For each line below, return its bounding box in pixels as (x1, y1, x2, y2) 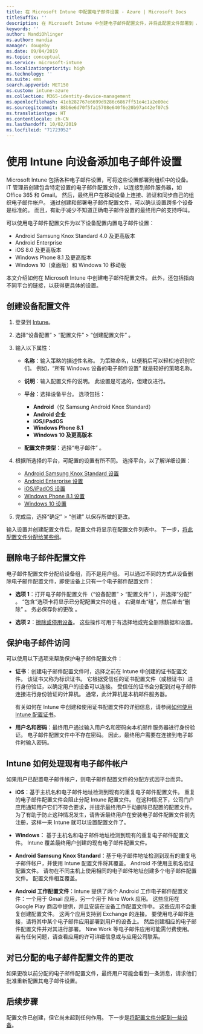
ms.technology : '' (6, 71, 53, 77)
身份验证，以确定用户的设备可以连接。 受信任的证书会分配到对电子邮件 (20, 683, 197, 690)
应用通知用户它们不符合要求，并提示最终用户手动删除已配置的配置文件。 (14, 803, 195, 811)
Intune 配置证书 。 (14, 711, 59, 718)
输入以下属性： (14, 344, 53, 351)
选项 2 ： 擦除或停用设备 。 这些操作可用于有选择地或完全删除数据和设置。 (14, 618, 196, 625)
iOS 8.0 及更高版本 (14, 246, 62, 253)
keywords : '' (6, 25, 39, 32)
